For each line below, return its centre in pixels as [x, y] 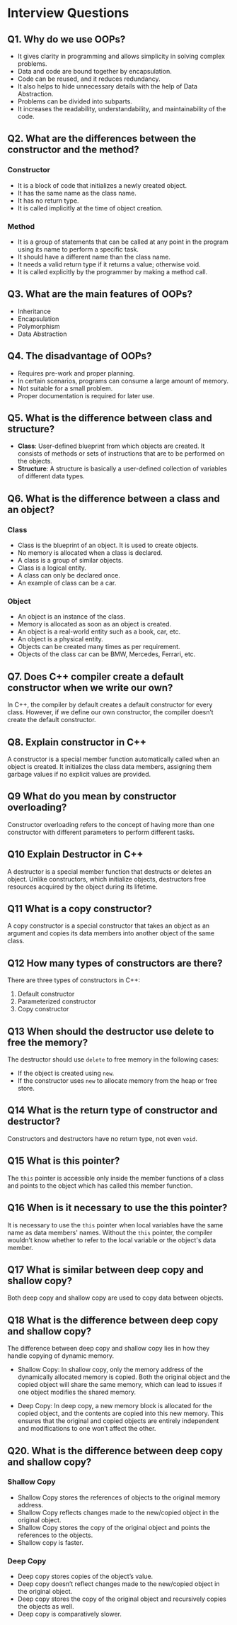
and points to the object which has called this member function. [100, 1186]
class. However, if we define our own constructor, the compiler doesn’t [110, 712]
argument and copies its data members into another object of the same [111, 933]
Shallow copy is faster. [50, 1542]
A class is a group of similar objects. [70, 561]
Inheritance [34, 311]
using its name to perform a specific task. [78, 249]
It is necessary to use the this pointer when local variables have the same [115, 1225]
